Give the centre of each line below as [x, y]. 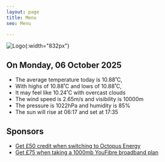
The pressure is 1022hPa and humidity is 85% [73, 106]
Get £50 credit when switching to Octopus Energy [78, 146]
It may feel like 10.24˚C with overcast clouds [70, 93]
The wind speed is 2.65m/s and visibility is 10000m [79, 99]
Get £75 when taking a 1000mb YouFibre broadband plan [87, 152]
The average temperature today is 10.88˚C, [69, 80]
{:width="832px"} [47, 46]
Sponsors [25, 131]
